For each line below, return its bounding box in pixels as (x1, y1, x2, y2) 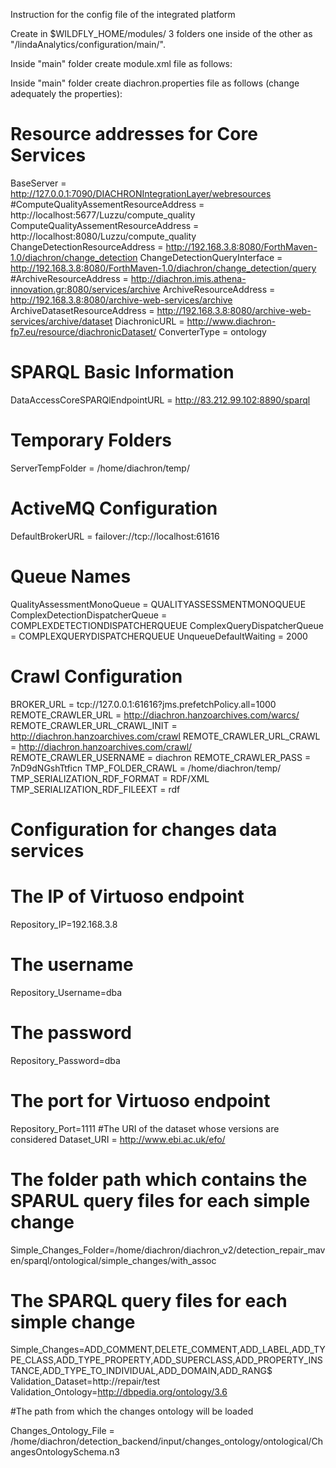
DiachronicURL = (114, 315, 185, 327)
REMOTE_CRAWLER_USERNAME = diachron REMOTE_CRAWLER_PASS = (10, 751, 312, 763)
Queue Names (10, 565, 132, 588)
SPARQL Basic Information (10, 361, 235, 384)
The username (10, 953, 134, 976)
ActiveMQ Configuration (10, 497, 218, 519)
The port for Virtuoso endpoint (10, 1089, 271, 1112)
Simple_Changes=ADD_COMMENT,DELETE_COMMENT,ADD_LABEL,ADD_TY (10, 1344, 326, 1356)
